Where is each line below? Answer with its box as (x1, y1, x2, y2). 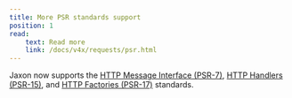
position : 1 (9, 21, 53, 30)
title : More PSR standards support (9, 12, 142, 22)
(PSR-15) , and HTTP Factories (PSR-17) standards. (9, 79, 194, 90)
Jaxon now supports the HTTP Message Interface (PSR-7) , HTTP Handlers (9, 70, 283, 80)
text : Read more (25, 37, 86, 47)
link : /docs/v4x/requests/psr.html (25, 46, 158, 55)
